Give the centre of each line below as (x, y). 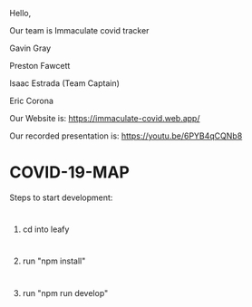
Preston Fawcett (40, 66)
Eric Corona (32, 101)
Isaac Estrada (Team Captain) (65, 83)
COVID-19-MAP (69, 173)
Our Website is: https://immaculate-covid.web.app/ (105, 118)
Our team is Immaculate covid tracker (79, 30)
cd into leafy (46, 229)
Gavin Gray (30, 48)
